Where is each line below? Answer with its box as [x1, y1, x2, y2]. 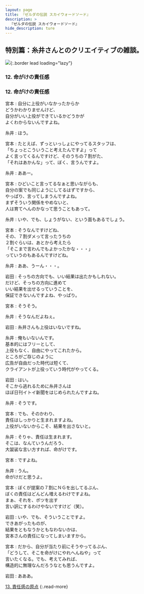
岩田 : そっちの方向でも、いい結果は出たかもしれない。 [5, 274, 119, 280]
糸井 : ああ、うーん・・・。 [5, 263, 62, 269]
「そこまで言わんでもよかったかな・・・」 [5, 246, 93, 252]
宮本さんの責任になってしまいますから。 [5, 533, 89, 539]
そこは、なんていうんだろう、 [5, 440, 67, 446]
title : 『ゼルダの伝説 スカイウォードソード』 [5, 12, 91, 17]
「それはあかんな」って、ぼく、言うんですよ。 [5, 159, 101, 165]
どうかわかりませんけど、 [5, 107, 58, 113]
